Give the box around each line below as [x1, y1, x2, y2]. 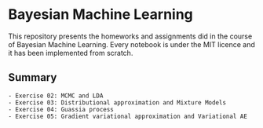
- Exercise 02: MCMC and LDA [8, 92, 104, 100]
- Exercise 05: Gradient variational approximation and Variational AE [8, 112, 247, 120]
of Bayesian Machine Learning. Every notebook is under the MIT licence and [8, 39, 255, 49]
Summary [8, 71, 57, 84]
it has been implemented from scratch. [8, 48, 133, 57]
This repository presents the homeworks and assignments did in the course [8, 31, 253, 41]
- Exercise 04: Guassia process [8, 105, 114, 113]
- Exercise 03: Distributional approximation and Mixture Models [8, 98, 226, 107]
